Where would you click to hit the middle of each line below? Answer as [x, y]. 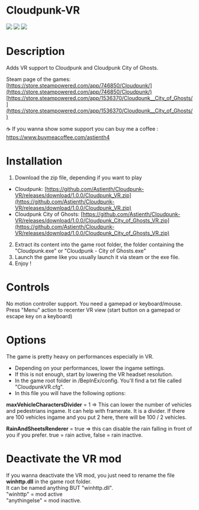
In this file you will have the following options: [70, 393]
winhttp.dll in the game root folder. [49, 481]
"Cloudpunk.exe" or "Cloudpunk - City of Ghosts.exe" [80, 251]
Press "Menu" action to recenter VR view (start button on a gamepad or [93, 310]
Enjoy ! [23, 263]
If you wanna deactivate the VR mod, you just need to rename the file [90, 475]
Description [36, 51]
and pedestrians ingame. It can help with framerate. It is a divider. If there [96, 411]
